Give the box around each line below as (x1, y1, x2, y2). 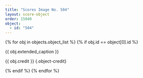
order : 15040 (5, 16, 32, 21)
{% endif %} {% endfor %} (5, 68, 60, 74)
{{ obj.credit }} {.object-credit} (5, 58, 67, 64)
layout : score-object (5, 12, 50, 17)
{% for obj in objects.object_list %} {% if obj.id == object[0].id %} (5, 39, 139, 45)
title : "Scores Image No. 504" (5, 7, 70, 12)
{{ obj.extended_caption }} (5, 49, 59, 55)
